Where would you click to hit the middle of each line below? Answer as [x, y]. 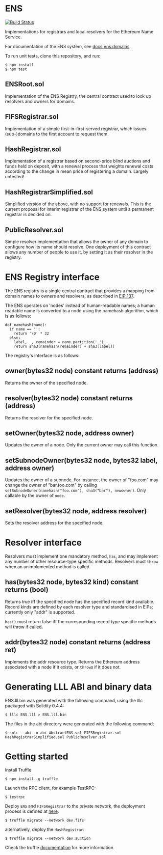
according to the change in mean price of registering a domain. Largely [77, 171]
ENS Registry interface [52, 277]
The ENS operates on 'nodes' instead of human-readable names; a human [80, 305]
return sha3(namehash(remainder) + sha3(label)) [64, 346]
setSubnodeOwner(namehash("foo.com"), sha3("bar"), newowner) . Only [76, 490]
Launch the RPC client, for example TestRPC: [50, 788]
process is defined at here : [32, 811]
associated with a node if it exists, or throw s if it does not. [63, 667]
